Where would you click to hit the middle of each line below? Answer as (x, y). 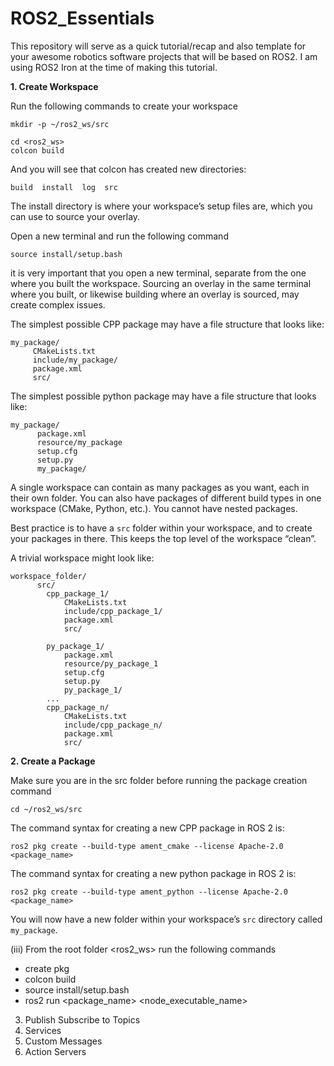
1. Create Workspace (54, 86)
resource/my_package (79, 442)
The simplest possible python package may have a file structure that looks (163, 396)
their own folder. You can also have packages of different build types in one (166, 498)
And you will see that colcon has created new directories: (128, 169)
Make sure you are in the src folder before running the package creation (159, 780)
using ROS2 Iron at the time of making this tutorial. (114, 67)
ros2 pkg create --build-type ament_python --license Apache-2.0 (149, 892)
